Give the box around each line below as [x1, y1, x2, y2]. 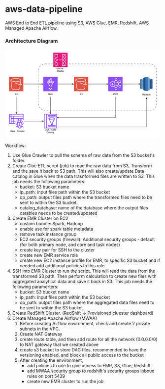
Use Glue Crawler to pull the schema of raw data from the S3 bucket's [12, 152, 155, 158]
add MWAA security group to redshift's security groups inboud [27, 368, 155, 374]
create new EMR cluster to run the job [27, 379, 104, 385]
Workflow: [5, 143, 26, 149]
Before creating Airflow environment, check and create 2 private [19, 321, 150, 327]
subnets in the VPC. [19, 326, 60, 332]
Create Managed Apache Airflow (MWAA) [12, 315, 98, 321]
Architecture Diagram [5, 37, 58, 44]
